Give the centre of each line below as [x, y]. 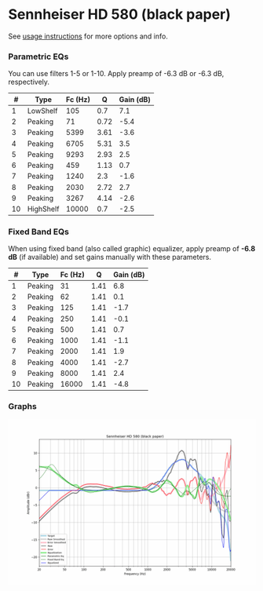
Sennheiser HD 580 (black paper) [120, 15]
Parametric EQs [38, 57]
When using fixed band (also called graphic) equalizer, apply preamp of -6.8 [132, 249]
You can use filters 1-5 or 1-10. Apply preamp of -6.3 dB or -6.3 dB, [116, 74]
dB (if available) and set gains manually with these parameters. [110, 257]
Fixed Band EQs [38, 232]
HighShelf [43, 209]
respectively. [29, 82]
